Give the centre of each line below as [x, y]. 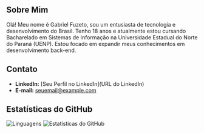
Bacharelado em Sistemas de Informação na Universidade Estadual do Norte [102, 37]
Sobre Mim [27, 10]
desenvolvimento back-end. [41, 50]
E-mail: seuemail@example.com [56, 90]
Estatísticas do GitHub [49, 109]
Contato [22, 69]
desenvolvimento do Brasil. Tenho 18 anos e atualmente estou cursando [96, 31]
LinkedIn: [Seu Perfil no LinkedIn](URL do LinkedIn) [80, 83]
